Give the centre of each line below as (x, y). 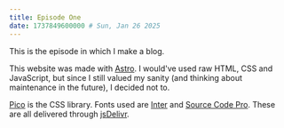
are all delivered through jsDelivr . (70, 114)
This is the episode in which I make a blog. (87, 51)
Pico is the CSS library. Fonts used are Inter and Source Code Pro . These (142, 104)
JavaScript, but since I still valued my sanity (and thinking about (126, 77)
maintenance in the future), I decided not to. (90, 87)
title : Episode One (45, 17)
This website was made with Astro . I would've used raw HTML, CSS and (141, 68)
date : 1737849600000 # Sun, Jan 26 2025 (85, 26)
